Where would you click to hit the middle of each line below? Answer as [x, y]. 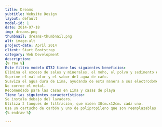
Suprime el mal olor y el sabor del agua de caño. [57, 77]
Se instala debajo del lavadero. [39, 99]
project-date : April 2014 [31, 45]
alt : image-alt [20, 41]
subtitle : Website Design [31, 14]
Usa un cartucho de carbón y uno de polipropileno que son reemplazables [81, 108]
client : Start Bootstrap [30, 50]
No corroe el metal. [26, 86]
